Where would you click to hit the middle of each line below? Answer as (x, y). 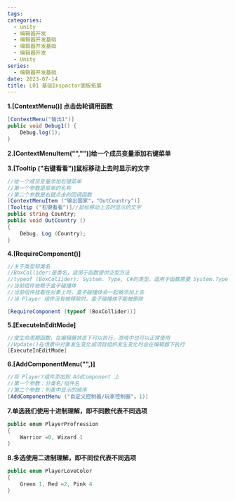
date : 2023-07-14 (33, 79)
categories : (25, 20)
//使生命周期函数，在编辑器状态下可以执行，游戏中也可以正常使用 (89, 338)
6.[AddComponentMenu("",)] (51, 364)
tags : (15, 14)
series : (19, 66)
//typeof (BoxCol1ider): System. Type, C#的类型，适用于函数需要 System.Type (118, 280)
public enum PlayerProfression (53, 424)
